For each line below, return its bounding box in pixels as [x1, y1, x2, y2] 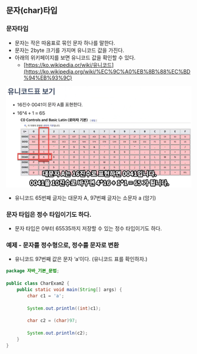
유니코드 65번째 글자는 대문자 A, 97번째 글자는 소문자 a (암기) [14, 194, 156, 201]
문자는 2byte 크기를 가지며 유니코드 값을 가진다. [14, 47, 125, 54]
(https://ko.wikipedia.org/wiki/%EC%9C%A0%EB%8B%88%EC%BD [23, 68, 191, 75]
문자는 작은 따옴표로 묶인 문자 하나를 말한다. [14, 39, 116, 46]
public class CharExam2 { [6, 280, 69, 287]
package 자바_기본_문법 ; [6, 268, 60, 274]
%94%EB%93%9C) [23, 74, 72, 81]
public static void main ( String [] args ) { [16, 287, 122, 293]
